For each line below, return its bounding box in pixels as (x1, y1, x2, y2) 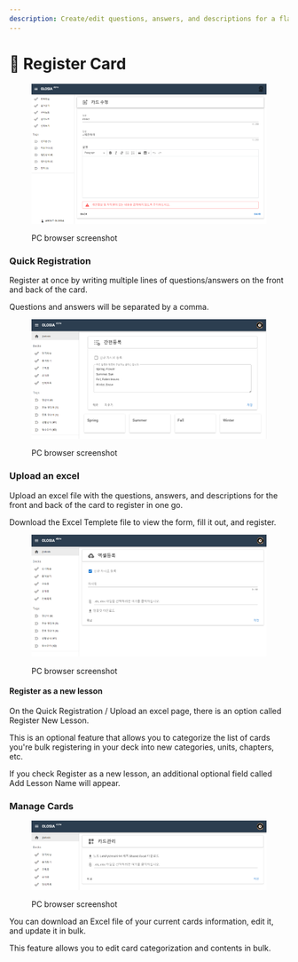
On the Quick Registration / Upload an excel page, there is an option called (9, 706, 282, 717)
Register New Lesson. (9, 715, 90, 726)
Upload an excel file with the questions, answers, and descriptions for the (9, 489, 278, 501)
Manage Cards (9, 799, 74, 812)
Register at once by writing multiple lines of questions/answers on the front (9, 274, 284, 285)
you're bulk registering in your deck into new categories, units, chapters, (9, 742, 275, 752)
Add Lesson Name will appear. (9, 778, 122, 789)
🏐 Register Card (9, 53, 127, 74)
